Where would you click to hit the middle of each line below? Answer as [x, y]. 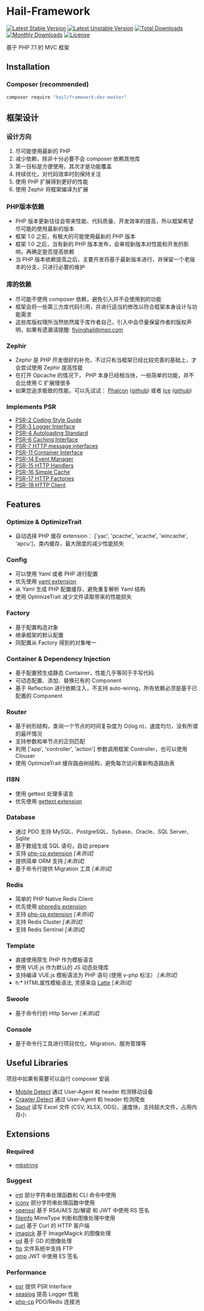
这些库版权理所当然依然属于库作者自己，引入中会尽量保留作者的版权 [101, 322]
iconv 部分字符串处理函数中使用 [55, 1202]
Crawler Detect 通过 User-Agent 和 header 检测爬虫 [80, 1099]
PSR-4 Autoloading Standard [52, 433]
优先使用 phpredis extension [51, 906]
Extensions [28, 1134]
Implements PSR [31, 407]
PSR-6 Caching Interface [46, 439]
